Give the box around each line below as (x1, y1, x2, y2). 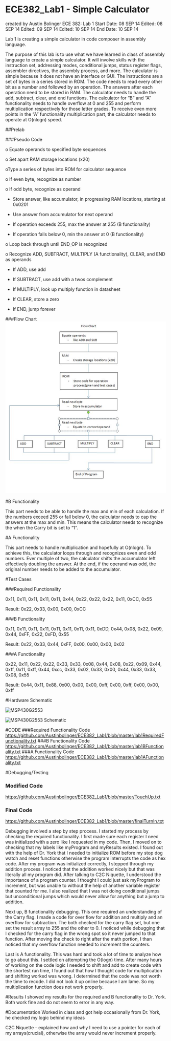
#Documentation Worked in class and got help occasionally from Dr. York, (5, 1009, 161, 1015)
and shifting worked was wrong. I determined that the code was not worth (5, 973, 161, 979)
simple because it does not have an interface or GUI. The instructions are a (5, 73, 163, 79)
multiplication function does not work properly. (5, 984, 104, 990)
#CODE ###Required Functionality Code (5, 727, 90, 733)
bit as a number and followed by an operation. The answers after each (5, 83, 153, 90)
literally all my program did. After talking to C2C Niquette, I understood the (5, 872, 162, 878)
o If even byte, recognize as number (5, 176, 82, 182)
